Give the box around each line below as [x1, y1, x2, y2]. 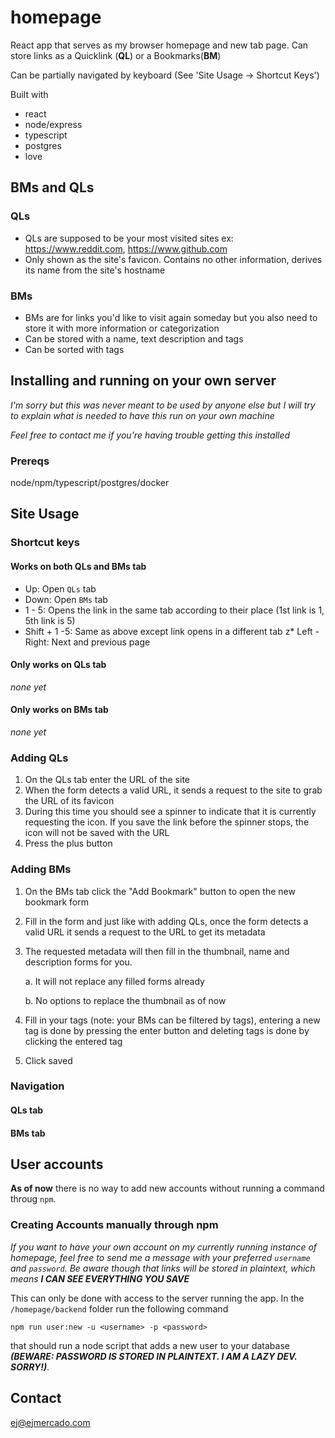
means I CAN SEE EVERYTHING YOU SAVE [10, 1272, 190, 1285]
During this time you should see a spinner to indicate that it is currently [24, 806, 317, 818]
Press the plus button [24, 837, 113, 850]
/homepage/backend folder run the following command [10, 1302, 229, 1315]
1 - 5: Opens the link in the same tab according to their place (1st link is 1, [24, 604, 325, 616]
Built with [10, 88, 49, 100]
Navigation [10, 1079, 65, 1093]
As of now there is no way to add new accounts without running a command [10, 1182, 325, 1195]
